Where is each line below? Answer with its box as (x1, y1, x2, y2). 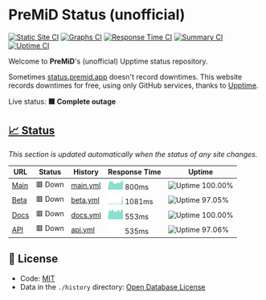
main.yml (71, 181, 101, 190)
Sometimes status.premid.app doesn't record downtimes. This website (8, 72, 243, 81)
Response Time (108, 167, 162, 177)
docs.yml (71, 210, 102, 220)
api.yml (71, 224, 95, 234)
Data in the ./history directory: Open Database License (19, 282, 206, 291)
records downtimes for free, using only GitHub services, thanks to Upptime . (8, 80, 259, 90)
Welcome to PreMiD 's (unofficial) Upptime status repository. (8, 56, 208, 66)
